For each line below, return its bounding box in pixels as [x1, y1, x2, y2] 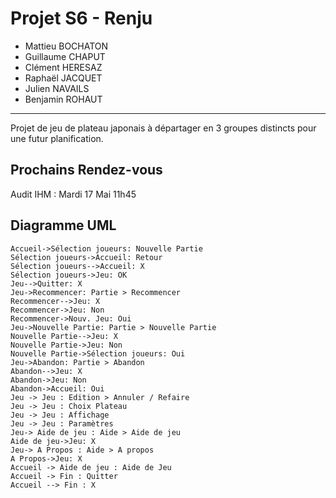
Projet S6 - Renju [10, 7, 153, 30]
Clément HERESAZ [24, 61, 103, 73]
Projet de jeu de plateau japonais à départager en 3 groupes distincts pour [10, 122, 317, 134]
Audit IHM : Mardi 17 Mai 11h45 [10, 188, 137, 200]
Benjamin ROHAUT [24, 93, 103, 105]
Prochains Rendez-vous [10, 162, 163, 179]
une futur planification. [10, 132, 104, 144]
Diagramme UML [10, 217, 117, 234]
